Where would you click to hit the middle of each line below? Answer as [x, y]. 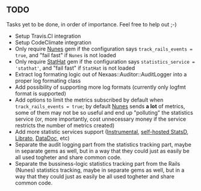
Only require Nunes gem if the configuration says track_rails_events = [104, 49]
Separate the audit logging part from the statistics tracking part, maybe [103, 144]
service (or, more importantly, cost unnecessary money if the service [100, 119]
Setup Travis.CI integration [48, 36]
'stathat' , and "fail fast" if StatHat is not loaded [75, 68]
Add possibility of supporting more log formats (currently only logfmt [100, 87]
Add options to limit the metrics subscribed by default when [89, 100]
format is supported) [40, 93]
